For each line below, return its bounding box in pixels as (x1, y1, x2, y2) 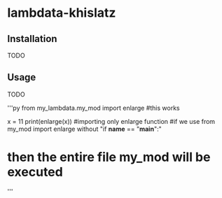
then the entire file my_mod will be (7, 149, 211, 165)
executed (7, 164, 63, 180)
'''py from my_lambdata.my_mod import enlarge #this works (7, 104, 180, 112)
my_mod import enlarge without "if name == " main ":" (7, 125, 162, 133)
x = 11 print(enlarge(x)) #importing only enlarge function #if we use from (7, 117, 216, 125)
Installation (7, 33, 57, 45)
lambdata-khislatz (7, 5, 116, 21)
